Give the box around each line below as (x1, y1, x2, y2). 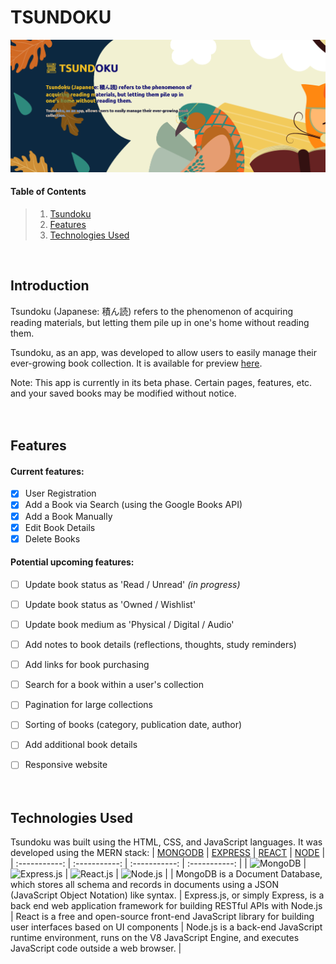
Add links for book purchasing (24, 659, 150, 671)
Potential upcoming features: (10, 556, 135, 568)
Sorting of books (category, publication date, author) (24, 719, 243, 731)
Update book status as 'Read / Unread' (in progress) (24, 578, 241, 590)
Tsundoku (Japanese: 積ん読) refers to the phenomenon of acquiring (10, 305, 294, 317)
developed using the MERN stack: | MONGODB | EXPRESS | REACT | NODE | (10, 847, 326, 859)
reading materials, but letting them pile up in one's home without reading (10, 316, 310, 328)
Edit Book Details (24, 521, 96, 533)
